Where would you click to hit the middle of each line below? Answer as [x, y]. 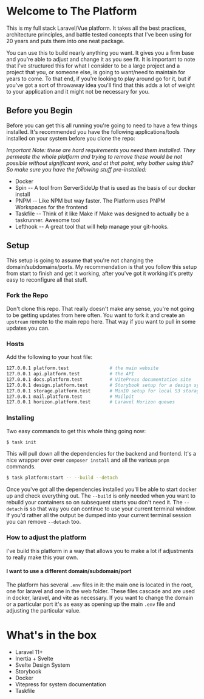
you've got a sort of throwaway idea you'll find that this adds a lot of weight [101, 85]
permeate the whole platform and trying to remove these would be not [94, 156]
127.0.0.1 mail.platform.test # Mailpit [70, 397]
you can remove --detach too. [44, 522]
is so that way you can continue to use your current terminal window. [110, 509]
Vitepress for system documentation [60, 684]
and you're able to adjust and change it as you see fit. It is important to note [101, 59]
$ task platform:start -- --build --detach [62, 478]
